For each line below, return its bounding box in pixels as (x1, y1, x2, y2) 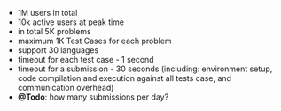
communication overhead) (17, 83, 114, 92)
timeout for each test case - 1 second (17, 55, 154, 64)
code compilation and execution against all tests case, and (17, 73, 232, 83)
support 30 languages (17, 45, 99, 55)
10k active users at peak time (17, 17, 125, 27)
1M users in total (17, 8, 78, 18)
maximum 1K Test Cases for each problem (17, 35, 172, 46)
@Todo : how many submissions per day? (17, 92, 169, 102)
